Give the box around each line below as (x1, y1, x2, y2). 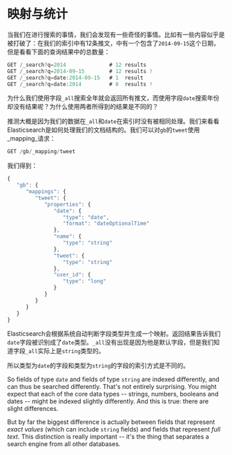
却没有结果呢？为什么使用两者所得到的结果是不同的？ (7, 103, 159, 111)
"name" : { (53, 233, 81, 240)
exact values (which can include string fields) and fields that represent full (7, 425, 221, 434)
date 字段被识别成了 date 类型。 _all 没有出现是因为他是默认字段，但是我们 (7, 338, 214, 347)
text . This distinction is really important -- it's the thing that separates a (7, 432, 209, 441)
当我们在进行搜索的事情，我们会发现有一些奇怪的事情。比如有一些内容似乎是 (7, 30, 225, 39)
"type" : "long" (62, 278, 107, 285)
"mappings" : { (25, 188, 67, 195)
